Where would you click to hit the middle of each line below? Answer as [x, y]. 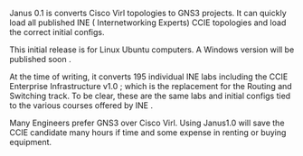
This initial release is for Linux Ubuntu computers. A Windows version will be [152, 50]
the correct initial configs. [57, 32]
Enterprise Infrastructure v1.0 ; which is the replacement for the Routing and [151, 86]
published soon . [40, 59]
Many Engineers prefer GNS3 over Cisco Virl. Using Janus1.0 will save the [147, 123]
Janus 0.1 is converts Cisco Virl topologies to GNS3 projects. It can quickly [148, 13]
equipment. [31, 142]
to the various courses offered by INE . [81, 106]
